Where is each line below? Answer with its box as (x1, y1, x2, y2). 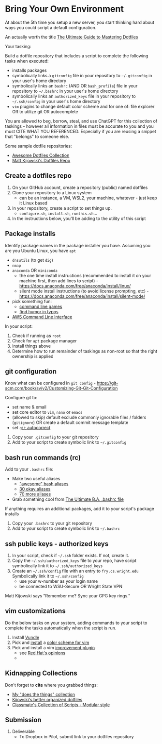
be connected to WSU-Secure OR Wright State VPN (19, 584, 122, 589)
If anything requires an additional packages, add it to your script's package (5, 506, 155, 512)
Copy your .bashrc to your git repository (12, 521, 92, 526)
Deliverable (12, 728, 35, 734)
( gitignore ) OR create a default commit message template (12, 420, 129, 425)
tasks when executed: (5, 58, 49, 64)
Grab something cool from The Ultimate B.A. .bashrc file (12, 496, 124, 502)
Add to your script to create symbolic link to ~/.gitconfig (12, 440, 127, 445)
